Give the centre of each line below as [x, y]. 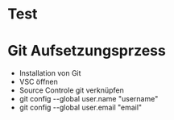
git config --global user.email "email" [81, 108]
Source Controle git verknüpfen [71, 90]
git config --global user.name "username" [89, 99]
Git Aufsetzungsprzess [87, 51]
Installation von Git [50, 73]
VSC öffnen [38, 82]
